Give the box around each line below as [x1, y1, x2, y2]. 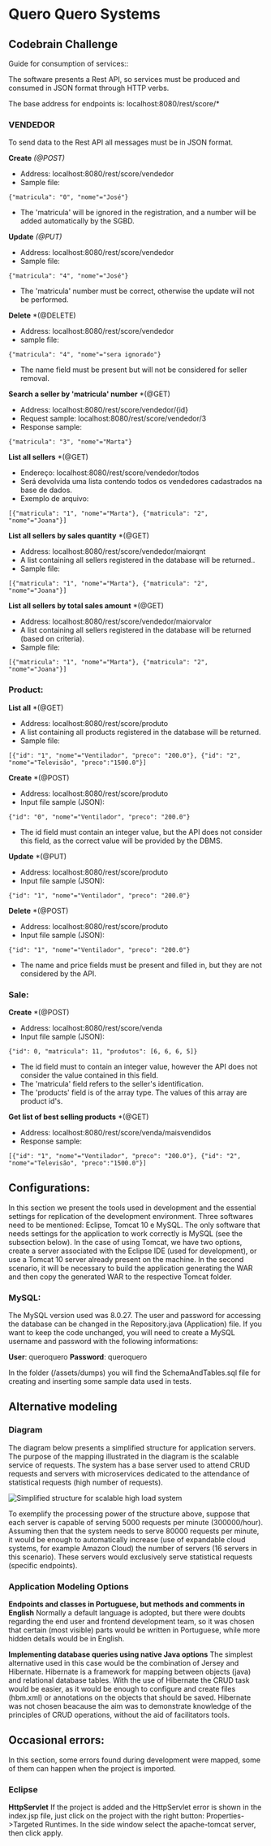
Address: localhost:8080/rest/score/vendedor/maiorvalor [19, 616, 213, 626]
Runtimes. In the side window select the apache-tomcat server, [45, 1820, 256, 1830]
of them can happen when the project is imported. [8, 1763, 176, 1773]
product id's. [19, 1096, 63, 1105]
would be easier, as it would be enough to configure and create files [8, 1684, 236, 1693]
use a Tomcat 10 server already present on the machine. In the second [8, 1254, 244, 1264]
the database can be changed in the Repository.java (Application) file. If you [8, 1319, 262, 1329]
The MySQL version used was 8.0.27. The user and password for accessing [8, 1311, 261, 1320]
